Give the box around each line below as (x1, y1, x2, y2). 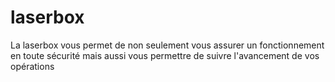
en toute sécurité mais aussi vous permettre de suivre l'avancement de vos (10, 49, 320, 61)
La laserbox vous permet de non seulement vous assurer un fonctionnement (10, 39, 325, 51)
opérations (10, 60, 55, 72)
